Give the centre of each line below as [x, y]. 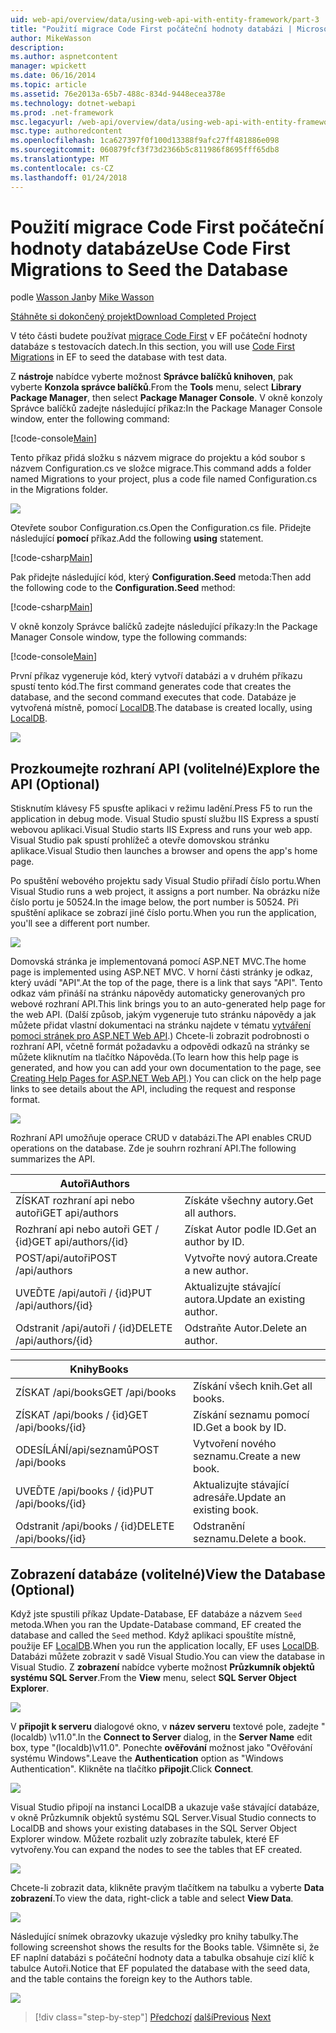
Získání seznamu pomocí [251, 1415]
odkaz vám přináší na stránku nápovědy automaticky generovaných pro [158, 993]
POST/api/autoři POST [66, 1258]
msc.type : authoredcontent [66, 131]
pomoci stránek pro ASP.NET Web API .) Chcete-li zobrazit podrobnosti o [160, 1036]
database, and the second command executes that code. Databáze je [153, 697]
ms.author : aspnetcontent [64, 57]
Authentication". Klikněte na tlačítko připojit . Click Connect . [132, 1769]
